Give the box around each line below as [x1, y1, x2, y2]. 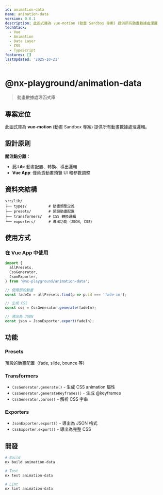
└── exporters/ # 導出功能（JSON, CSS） [5, 219, 95, 224]
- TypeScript [9, 48, 36, 53]
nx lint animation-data [5, 486, 53, 491]
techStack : [5, 25, 27, 30]
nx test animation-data [5, 473, 53, 478]
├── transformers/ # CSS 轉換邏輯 [5, 214, 76, 219]
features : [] [5, 52, 32, 57]
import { [5, 261, 23, 265]
